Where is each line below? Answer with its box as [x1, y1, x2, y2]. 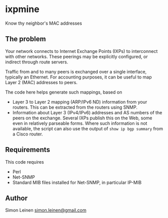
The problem [5, 35, 46, 43]
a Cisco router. [12, 131, 43, 137]
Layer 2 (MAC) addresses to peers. [5, 79, 78, 85]
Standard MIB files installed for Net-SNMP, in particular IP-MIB [12, 179, 142, 185]
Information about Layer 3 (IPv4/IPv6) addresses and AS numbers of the [12, 109, 162, 115]
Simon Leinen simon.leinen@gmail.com [5, 207, 87, 213]
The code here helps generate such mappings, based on [5, 89, 122, 95]
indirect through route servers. [5, 59, 69, 65]
